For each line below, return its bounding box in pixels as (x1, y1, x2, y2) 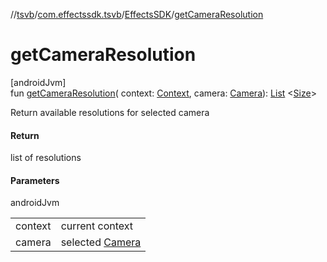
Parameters (10, 174, 60, 186)
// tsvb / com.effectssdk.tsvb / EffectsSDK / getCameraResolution (10, 9, 264, 20)
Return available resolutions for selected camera (10, 106, 210, 118)
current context (60, 219, 134, 233)
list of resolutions (10, 152, 82, 164)
